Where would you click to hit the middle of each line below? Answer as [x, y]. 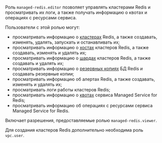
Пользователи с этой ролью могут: [43, 27]
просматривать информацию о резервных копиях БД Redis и [78, 69]
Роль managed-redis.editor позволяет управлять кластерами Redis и [78, 7]
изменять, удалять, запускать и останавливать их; [66, 42]
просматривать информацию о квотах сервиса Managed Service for [85, 95]
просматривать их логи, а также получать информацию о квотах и [76, 12]
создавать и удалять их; [38, 63]
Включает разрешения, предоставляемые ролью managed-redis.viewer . [81, 120]
